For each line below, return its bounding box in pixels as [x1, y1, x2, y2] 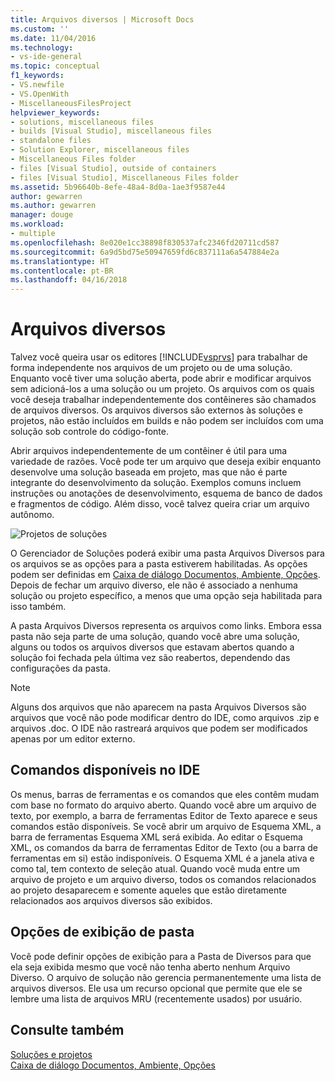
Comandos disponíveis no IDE [10, 762, 201, 779]
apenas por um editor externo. [10, 733, 136, 745]
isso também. [10, 601, 67, 613]
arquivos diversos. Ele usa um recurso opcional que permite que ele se [10, 982, 303, 994]
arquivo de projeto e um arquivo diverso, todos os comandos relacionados [10, 873, 317, 885]
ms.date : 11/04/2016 [10, 33, 97, 43]
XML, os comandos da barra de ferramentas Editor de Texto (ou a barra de [10, 841, 318, 853]
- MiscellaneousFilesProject [10, 98, 132, 108]
